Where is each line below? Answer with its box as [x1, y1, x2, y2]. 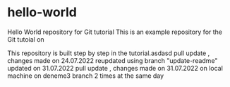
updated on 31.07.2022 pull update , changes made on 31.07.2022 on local [7, 64, 224, 72]
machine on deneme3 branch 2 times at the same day [7, 71, 164, 80]
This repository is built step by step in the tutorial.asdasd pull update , [7, 49, 210, 57]
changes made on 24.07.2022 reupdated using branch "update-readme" [7, 56, 218, 64]
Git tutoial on [7, 35, 44, 43]
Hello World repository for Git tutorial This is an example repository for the [7, 28, 223, 36]
